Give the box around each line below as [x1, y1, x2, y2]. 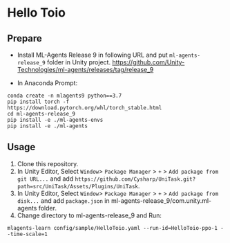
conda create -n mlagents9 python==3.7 [7, 92, 122, 99]
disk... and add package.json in [17, 196, 110, 205]
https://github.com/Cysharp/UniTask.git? [75, 175, 196, 183]
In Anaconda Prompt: [17, 79, 78, 87]
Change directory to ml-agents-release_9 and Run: [17, 211, 162, 219]
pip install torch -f [7, 98, 70, 105]
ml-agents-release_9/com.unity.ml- [111, 196, 212, 205]
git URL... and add [17, 174, 74, 183]
